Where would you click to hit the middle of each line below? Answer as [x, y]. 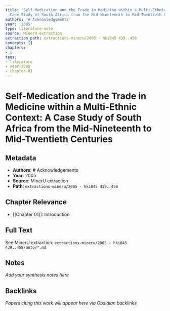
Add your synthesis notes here [37, 275]
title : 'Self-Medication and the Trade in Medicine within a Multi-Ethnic [86, 10]
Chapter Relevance [36, 202]
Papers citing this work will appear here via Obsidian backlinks [71, 303]
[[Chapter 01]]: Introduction [41, 214]
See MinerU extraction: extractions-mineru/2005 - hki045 [66, 242]
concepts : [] [19, 43]
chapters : [16, 48]
